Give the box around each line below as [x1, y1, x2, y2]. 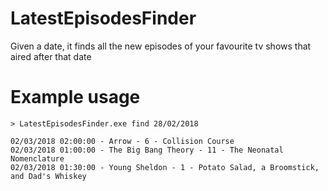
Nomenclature [10, 153, 65, 164]
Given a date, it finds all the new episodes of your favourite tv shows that [10, 40, 312, 52]
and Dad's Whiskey [10, 171, 87, 181]
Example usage [10, 86, 141, 109]
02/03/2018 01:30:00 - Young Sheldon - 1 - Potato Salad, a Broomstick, [10, 162, 320, 172]
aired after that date [10, 50, 92, 62]
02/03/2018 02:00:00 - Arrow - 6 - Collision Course [10, 136, 235, 146]
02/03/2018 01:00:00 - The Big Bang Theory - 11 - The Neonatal [10, 145, 284, 155]
